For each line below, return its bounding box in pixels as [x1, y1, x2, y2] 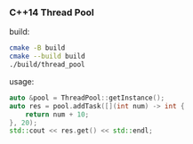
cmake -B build [9, 44, 66, 52]
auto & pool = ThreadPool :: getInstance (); [9, 93, 165, 102]
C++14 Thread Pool [9, 6, 95, 19]
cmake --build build [9, 52, 86, 61]
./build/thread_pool [9, 60, 86, 69]
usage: [9, 76, 35, 86]
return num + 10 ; [25, 109, 90, 119]
